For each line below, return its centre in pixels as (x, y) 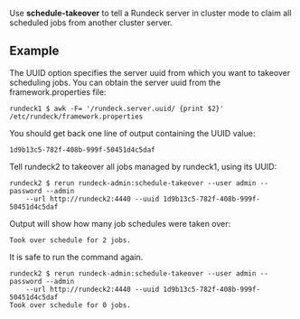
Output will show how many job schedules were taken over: (120, 223)
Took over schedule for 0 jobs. (70, 305)
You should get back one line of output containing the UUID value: (132, 133)
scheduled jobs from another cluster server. (91, 23)
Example (34, 51)
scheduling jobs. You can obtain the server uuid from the (115, 82)
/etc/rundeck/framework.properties (76, 117)
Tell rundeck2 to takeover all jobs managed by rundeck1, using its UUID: (143, 166)
